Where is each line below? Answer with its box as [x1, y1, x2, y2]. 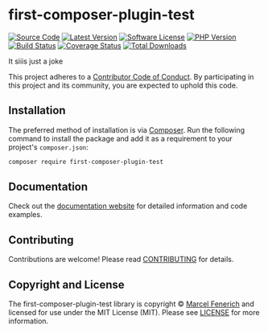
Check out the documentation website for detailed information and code [8, 201, 248, 211]
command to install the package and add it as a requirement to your [8, 133, 233, 143]
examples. [8, 210, 43, 219]
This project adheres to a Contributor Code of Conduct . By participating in [8, 72, 254, 81]
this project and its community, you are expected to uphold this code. [8, 80, 238, 90]
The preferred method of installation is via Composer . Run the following [8, 125, 245, 134]
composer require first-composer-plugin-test [8, 158, 163, 166]
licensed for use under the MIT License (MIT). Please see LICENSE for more [8, 308, 260, 318]
